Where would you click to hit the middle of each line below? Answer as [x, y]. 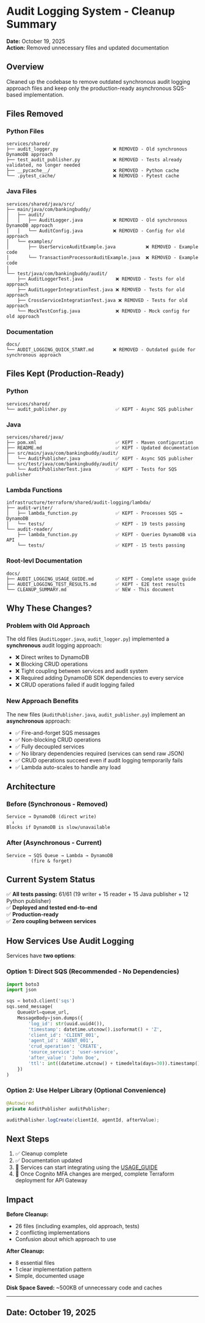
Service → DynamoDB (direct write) [52, 817]
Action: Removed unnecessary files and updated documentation [88, 48]
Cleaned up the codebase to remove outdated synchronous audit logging [98, 81]
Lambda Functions [34, 490]
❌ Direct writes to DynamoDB [52, 657]
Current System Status [51, 879]
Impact [20, 1200]
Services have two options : [41, 956]
